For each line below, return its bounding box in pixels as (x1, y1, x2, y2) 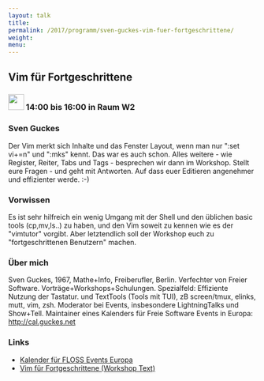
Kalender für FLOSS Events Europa (19, 355, 133, 364)
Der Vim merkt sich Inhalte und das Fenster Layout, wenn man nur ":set (8, 141, 240, 150)
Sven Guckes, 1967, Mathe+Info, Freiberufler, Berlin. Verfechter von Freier (8, 275, 248, 285)
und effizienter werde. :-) (8, 175, 90, 184)
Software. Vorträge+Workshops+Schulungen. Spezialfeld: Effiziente (8, 284, 229, 293)
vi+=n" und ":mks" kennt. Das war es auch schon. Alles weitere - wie (8, 149, 232, 159)
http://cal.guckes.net (8, 317, 76, 326)
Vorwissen (8, 194, 50, 206)
